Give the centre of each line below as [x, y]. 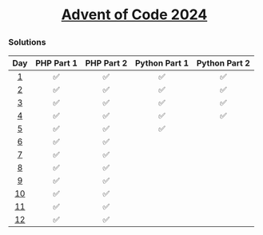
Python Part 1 [162, 63]
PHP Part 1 [56, 63]
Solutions [27, 42]
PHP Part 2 [106, 63]
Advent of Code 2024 [134, 15]
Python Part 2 [223, 63]
